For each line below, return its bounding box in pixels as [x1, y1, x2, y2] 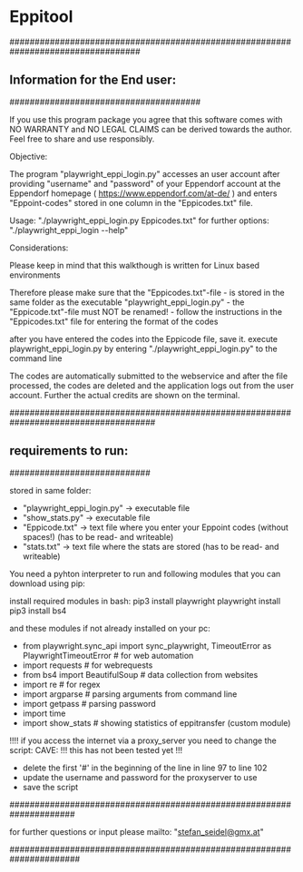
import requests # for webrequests [22, 660, 153, 671]
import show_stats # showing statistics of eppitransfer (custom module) [22, 717, 291, 728]
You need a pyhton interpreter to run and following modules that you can [9, 568, 281, 579]
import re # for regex [22, 679, 102, 690]
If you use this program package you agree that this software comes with [9, 113, 283, 124]
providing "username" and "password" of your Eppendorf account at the [9, 178, 281, 189]
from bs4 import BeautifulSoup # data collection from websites [22, 669, 259, 680]
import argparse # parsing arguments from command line [22, 688, 238, 700]
